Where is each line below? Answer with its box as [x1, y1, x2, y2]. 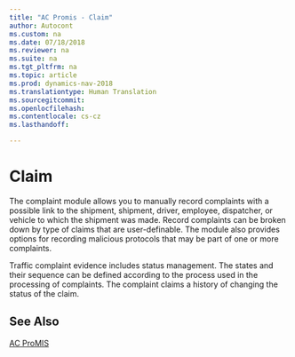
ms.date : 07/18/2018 [9, 37, 86, 47]
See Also [9, 314, 60, 329]
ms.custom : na [9, 29, 62, 38]
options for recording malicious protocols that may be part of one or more [9, 233, 279, 244]
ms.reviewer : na [9, 46, 69, 55]
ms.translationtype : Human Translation [9, 87, 157, 96]
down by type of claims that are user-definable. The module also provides [9, 224, 280, 234]
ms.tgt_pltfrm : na [9, 63, 77, 72]
